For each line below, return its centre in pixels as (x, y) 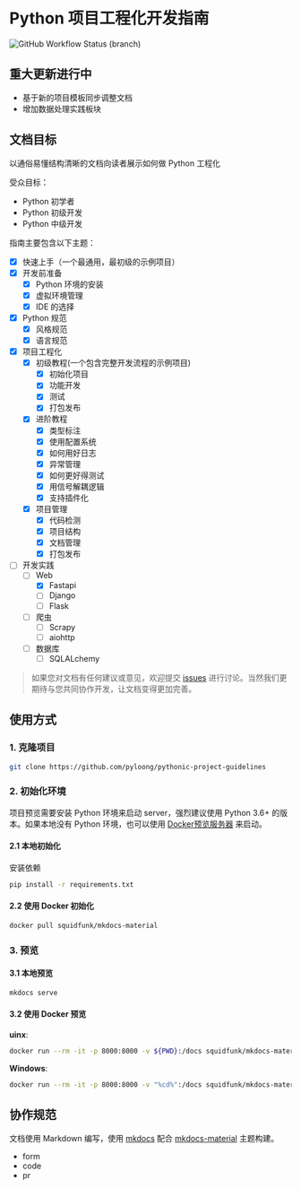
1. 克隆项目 (32, 748)
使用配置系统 (73, 441)
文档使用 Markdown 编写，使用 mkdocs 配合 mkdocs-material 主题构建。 (144, 1138)
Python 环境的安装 (70, 284)
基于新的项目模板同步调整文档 (77, 97)
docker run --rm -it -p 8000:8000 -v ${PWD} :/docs (106, 1051)
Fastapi (63, 586)
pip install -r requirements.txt (72, 884)
